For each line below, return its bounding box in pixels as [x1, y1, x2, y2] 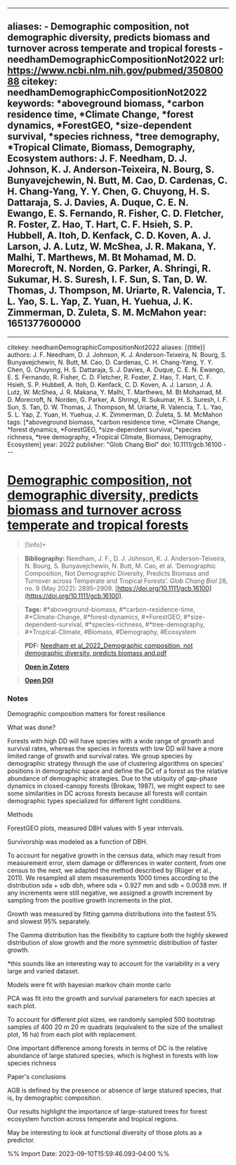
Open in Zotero [24, 662, 70, 671]
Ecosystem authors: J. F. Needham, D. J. [7, 153, 188, 165]
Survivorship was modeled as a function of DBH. [7, 838, 148, 846]
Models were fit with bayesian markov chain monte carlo [7, 981, 171, 989]
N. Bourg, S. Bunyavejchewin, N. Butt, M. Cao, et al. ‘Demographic [24, 561, 216, 570]
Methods [7, 810, 34, 819]
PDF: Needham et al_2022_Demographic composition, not [24, 641, 193, 650]
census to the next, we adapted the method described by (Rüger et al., [7, 867, 212, 875]
